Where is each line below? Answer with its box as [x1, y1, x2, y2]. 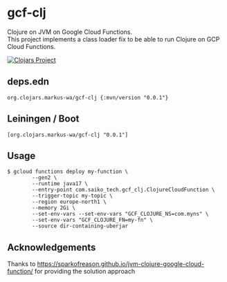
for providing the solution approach [34, 267, 136, 276]
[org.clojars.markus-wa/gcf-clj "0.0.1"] [7, 131, 129, 138]
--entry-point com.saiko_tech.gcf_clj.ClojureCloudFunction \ [32, 187, 215, 194]
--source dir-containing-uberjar [32, 223, 129, 229]
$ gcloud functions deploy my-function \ [7, 168, 129, 176]
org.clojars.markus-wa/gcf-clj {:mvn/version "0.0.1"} [7, 94, 169, 101]
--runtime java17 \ [32, 180, 89, 187]
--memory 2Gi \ [32, 205, 76, 211]
